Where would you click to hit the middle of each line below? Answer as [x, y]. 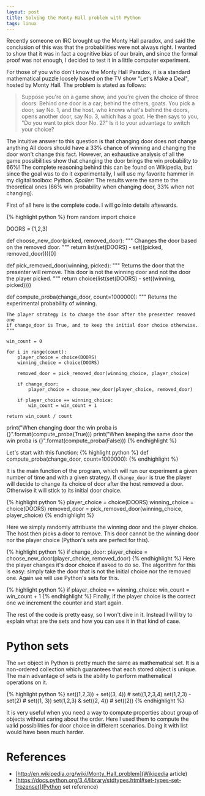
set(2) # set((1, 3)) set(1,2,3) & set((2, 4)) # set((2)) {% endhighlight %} [95, 701]
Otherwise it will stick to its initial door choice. [64, 491]
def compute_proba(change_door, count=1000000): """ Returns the [92, 297]
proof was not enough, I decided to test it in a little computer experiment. [99, 60]
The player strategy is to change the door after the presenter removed [101, 315]
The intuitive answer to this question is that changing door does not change [102, 141]
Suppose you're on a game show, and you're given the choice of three [110, 97]
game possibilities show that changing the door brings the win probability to [102, 161]
